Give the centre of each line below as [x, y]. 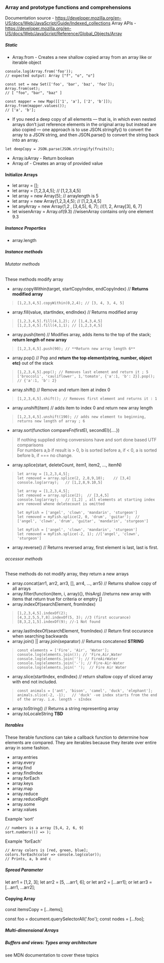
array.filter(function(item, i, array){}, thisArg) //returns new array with [82, 594]
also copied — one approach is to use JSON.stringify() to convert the [82, 130]
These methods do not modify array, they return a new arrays [67, 574]
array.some [23, 804]
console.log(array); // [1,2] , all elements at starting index [86, 500]
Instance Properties [26, 228]
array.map [22, 789]
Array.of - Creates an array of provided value [57, 163]
